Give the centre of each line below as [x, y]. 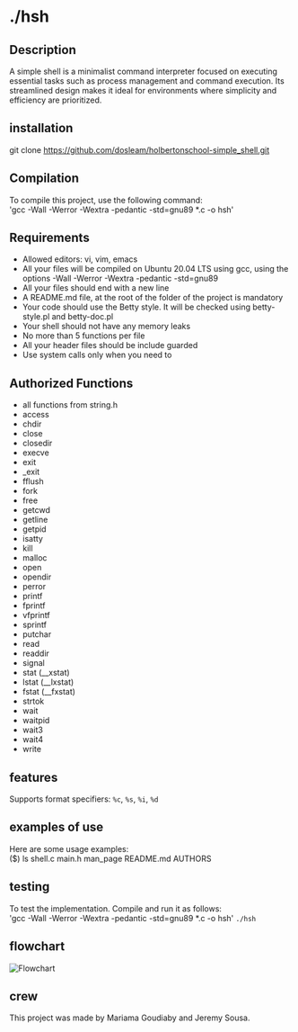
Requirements [49, 238]
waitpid [36, 721]
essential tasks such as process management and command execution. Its [147, 81]
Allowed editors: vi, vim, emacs [80, 259]
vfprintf [36, 615]
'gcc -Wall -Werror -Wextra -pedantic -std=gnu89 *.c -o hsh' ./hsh [133, 918]
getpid [34, 529]
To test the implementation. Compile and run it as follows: [116, 908]
